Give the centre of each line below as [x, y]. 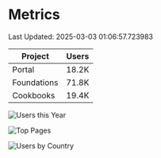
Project [35, 56]
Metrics [34, 15]
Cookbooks [34, 95]
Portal [23, 69]
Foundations [35, 83]
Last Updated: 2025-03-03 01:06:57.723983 [80, 37]
